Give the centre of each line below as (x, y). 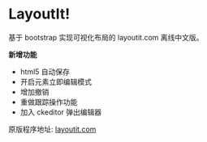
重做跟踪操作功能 (49, 102)
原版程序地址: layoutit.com (52, 129)
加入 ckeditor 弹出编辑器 (61, 112)
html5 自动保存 (45, 71)
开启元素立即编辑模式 (56, 81)
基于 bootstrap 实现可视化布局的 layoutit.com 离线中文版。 (106, 37)
